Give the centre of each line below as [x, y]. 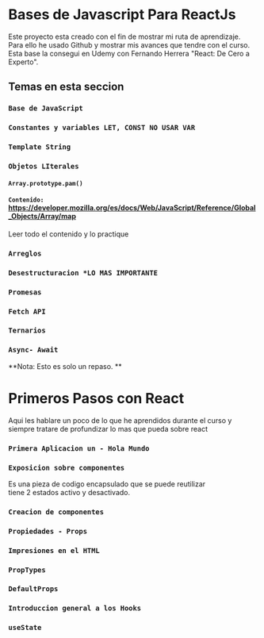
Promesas [25, 292]
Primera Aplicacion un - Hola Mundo [79, 448]
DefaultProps [33, 589]
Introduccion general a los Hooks [75, 608]
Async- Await [33, 350]
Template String [40, 147]
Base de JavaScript [46, 108]
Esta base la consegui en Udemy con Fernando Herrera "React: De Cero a [129, 53]
